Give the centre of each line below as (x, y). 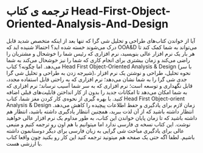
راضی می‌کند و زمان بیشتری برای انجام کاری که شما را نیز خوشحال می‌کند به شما (98, 60)
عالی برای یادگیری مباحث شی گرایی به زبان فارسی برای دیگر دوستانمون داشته (95, 131)
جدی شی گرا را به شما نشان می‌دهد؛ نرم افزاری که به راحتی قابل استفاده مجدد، (97, 79)
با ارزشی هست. (24, 143)
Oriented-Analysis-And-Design (88, 24)
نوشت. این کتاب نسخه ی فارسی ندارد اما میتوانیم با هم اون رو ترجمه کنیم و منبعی (98, 124)
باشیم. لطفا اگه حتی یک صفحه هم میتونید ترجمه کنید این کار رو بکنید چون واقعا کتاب (101, 137)
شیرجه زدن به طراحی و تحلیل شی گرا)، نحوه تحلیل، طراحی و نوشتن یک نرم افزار (98, 73)
